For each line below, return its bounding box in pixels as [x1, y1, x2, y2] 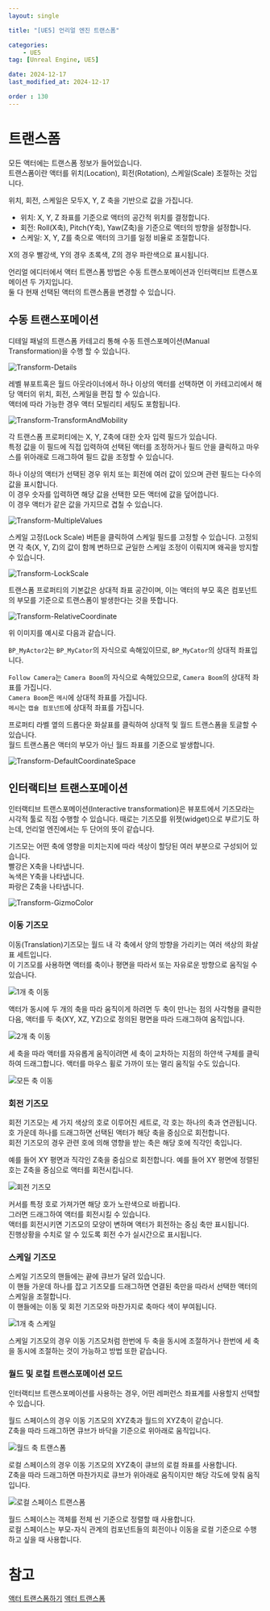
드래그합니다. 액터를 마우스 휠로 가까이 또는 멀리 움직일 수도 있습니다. [23, 1058, 240, 1068]
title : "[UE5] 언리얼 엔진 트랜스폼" [8, 26, 120, 35]
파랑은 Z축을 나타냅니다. [8, 882, 85, 891]
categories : [8, 41, 48, 49]
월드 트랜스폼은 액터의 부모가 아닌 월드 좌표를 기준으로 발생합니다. [8, 740, 215, 749]
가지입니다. [38, 277, 73, 286]
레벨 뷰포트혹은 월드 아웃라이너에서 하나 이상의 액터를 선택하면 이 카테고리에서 [8, 378, 254, 388]
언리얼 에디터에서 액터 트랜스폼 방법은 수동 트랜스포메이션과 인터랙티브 [8, 267, 231, 277]
